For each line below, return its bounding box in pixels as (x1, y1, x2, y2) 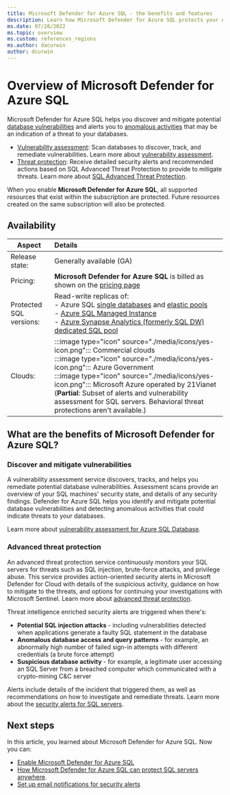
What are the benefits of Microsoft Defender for (7, 429, 215, 440)
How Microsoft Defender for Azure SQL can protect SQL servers (16, 766, 199, 774)
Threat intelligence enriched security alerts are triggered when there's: (7, 608, 207, 616)
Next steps (7, 720, 55, 731)
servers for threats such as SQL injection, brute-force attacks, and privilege (7, 565, 220, 573)
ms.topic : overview (7, 29, 63, 36)
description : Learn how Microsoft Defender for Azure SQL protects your (7, 16, 219, 23)
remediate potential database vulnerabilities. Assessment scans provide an (7, 483, 218, 491)
